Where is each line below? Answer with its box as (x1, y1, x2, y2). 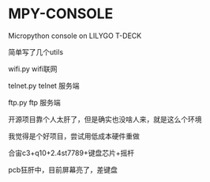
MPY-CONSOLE (8, 5, 114, 23)
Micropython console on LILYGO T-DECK (8, 31, 142, 40)
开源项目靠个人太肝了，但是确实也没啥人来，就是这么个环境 (8, 114, 202, 123)
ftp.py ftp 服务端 (8, 97, 61, 107)
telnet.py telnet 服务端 (8, 81, 81, 90)
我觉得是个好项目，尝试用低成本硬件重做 (8, 131, 140, 141)
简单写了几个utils (8, 47, 64, 56)
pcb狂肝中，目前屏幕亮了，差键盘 (8, 165, 118, 174)
